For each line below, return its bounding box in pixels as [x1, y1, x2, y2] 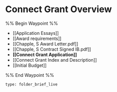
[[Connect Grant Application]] [12, 52, 77, 58]
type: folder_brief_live [5, 82, 58, 87]
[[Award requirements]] [12, 35, 62, 41]
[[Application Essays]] [12, 30, 59, 36]
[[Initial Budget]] [12, 62, 47, 68]
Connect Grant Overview [5, 4, 112, 15]
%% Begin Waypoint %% [5, 20, 58, 26]
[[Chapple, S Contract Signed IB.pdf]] [12, 46, 91, 52]
